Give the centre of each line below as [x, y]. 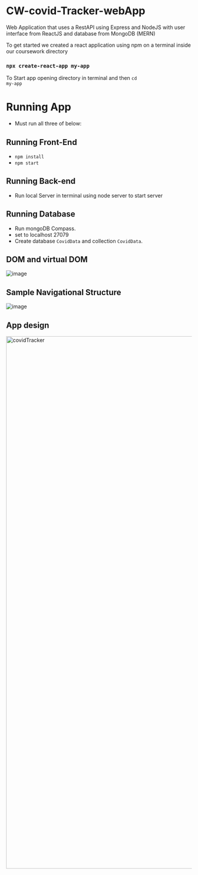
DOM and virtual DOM [47, 259]
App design [28, 325]
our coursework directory [37, 51]
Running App [39, 107]
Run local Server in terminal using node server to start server [89, 195]
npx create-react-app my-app [48, 66]
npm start [27, 163]
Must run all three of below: [48, 124]
